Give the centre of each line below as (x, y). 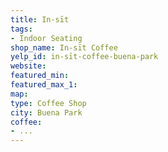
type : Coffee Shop (48, 103)
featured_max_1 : (44, 85)
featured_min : (40, 76)
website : (28, 66)
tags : (21, 29)
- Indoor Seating (46, 38)
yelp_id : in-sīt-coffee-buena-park (84, 57)
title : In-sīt (40, 19)
